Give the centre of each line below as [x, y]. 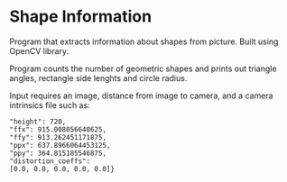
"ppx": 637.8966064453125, [60, 145]
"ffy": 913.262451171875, [58, 137]
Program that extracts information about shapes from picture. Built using [144, 41]
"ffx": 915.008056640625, [58, 129]
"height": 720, [38, 122]
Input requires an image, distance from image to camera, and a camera [141, 96]
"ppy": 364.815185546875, [58, 153]
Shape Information [80, 17]
